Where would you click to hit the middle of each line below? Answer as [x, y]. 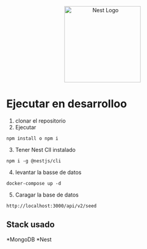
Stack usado [30, 225]
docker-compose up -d [34, 183]
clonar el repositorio [40, 121]
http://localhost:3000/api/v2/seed [52, 206]
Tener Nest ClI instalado [45, 150]
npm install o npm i [33, 138]
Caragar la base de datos [47, 195]
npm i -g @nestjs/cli [34, 161]
